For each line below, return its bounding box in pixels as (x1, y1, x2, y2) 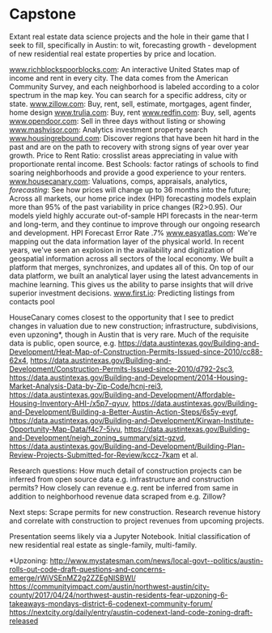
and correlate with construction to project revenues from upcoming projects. (9, 516, 265, 525)
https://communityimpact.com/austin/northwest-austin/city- (9, 581, 210, 591)
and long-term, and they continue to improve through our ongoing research (9, 219, 261, 229)
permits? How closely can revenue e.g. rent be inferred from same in (9, 482, 239, 492)
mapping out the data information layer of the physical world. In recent (9, 236, 244, 246)
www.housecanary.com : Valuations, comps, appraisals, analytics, (9, 176, 227, 186)
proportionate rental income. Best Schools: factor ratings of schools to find (9, 159, 259, 168)
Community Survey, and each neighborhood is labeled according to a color (9, 82, 260, 91)
